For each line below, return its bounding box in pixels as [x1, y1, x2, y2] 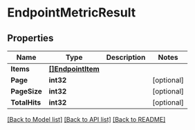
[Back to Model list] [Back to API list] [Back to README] [7, 116, 166, 123]
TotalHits [10, 98, 41, 107]
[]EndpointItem [48, 64, 100, 74]
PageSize [10, 87, 43, 96]
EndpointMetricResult [7, 5, 136, 21]
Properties [7, 32, 54, 44]
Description [106, 53, 146, 62]
